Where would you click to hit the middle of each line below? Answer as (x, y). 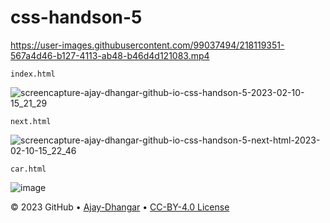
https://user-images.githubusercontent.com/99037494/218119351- (147, 45)
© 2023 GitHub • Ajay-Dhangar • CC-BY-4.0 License (120, 207)
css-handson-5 (76, 17)
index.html (33, 74)
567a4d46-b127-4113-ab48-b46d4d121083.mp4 (110, 55)
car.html (28, 169)
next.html (31, 121)
